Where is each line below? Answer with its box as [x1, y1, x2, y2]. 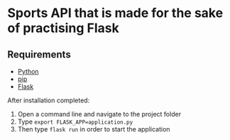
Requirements [7, 48, 71, 60]
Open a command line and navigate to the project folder [17, 110, 182, 118]
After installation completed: [7, 96, 90, 104]
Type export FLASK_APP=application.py [17, 117, 133, 126]
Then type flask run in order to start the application [17, 125, 170, 133]
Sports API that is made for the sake [7, 5, 224, 21]
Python [17, 68, 39, 75]
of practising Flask [7, 20, 119, 36]
